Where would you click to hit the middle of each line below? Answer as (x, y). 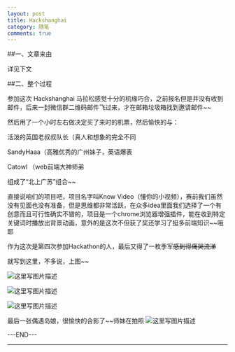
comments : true (29, 33)
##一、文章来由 (30, 54)
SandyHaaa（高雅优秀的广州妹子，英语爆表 (70, 152)
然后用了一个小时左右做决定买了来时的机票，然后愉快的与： (93, 122)
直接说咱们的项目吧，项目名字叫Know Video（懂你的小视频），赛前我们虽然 (115, 197)
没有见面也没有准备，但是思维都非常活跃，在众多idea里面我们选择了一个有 (115, 205)
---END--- (22, 335)
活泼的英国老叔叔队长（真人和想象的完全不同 (72, 137)
